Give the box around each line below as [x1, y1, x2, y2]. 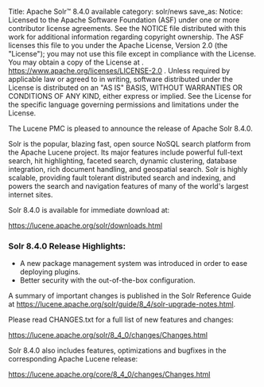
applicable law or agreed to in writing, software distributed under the [8, 75, 233, 84]
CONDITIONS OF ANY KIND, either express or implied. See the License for [8, 92, 252, 100]
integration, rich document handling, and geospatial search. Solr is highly [8, 165, 248, 174]
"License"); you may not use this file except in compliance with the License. [8, 49, 257, 58]
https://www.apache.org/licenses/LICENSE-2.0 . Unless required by [8, 66, 231, 75]
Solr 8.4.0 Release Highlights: [8, 240, 126, 252]
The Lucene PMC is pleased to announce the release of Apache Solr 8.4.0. [8, 123, 253, 133]
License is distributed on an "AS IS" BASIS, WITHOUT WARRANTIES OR [8, 83, 243, 92]
